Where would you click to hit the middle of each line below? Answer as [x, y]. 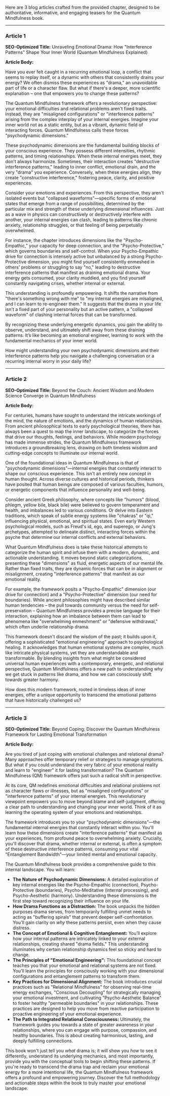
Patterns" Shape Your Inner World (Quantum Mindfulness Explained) [76, 52]
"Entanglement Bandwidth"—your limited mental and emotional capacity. [81, 854]
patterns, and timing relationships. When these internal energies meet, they [84, 156]
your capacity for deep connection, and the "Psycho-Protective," [96, 246]
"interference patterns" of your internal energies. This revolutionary [75, 796]
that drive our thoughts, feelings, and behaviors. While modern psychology [83, 437]
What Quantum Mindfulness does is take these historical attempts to [76, 547]
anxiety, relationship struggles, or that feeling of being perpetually [74, 225]
